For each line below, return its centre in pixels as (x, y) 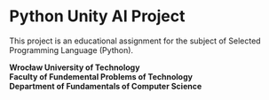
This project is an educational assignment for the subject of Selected (135, 41)
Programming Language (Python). (71, 50)
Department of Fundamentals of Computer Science (106, 86)
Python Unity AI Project (97, 16)
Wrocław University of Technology (75, 67)
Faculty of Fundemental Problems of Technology (101, 76)
